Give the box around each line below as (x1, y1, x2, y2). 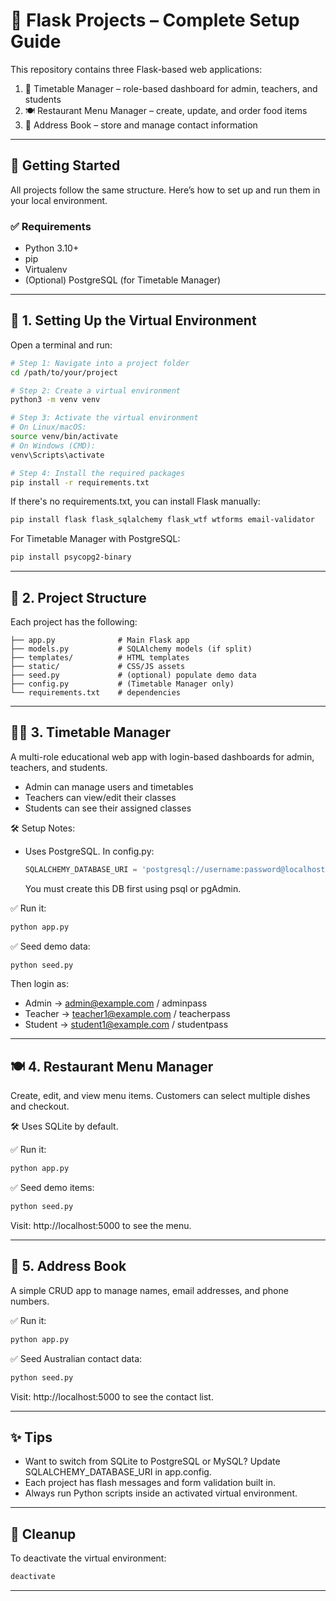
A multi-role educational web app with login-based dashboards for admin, (10, 750, 315, 763)
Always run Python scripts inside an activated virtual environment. (24, 1487, 298, 1499)
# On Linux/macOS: (10, 422, 87, 433)
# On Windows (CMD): (10, 440, 97, 451)
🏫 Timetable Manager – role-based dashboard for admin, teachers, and (24, 82, 318, 94)
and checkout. (10, 1100, 70, 1113)
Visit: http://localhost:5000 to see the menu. (10, 1220, 192, 1232)
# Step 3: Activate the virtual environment (10, 413, 199, 423)
